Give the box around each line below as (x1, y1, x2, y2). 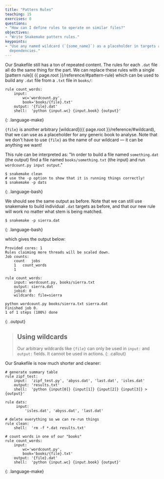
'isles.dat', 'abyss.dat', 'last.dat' (24, 408, 104, 413)
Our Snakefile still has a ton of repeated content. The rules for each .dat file (5, 62, 158, 68)
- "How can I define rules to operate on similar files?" (5, 25, 125, 30)
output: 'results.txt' (14, 383, 60, 388)
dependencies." (9, 48, 41, 53)
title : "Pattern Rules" (5, 7, 54, 12)
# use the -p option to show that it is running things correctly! (5, 176, 145, 180)
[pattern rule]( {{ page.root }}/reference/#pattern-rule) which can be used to (5, 72, 159, 78)
